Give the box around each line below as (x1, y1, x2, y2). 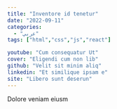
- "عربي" (13, 30, 39, 37)
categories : (7, 23, 42, 30)
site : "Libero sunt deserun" (7, 75, 92, 82)
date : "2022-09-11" (7, 17, 64, 24)
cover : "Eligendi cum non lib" (7, 56, 99, 63)
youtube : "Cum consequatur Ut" (7, 49, 99, 56)
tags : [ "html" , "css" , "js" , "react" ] (7, 37, 111, 44)
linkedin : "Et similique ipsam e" (7, 68, 109, 76)
